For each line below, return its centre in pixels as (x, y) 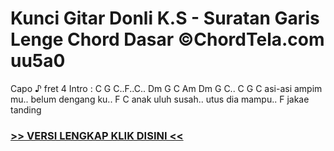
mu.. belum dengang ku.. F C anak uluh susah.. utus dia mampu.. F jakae (160, 99)
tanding (26, 109)
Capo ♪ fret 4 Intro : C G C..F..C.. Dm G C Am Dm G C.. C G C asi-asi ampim (166, 88)
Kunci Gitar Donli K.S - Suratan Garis (165, 18)
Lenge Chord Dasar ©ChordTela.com (167, 39)
